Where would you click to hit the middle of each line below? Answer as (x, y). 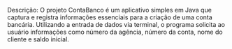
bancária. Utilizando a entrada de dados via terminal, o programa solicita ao (116, 24)
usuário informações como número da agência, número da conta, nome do (115, 32)
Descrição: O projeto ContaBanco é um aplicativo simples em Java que (109, 10)
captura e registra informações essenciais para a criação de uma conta (110, 17)
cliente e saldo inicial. (38, 39)
